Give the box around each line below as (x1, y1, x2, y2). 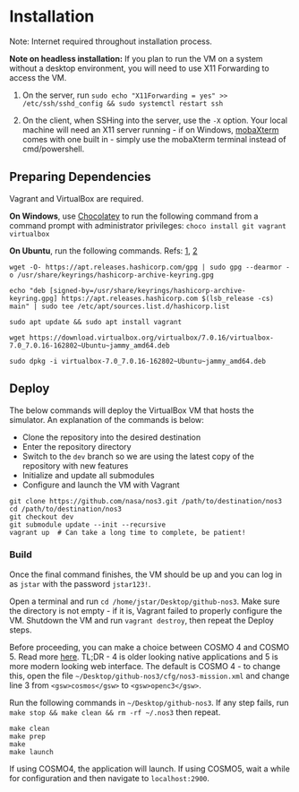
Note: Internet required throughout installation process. (9, 36, 213, 47)
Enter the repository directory (21, 441, 132, 452)
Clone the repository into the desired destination (21, 432, 201, 443)
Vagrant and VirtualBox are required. (9, 193, 144, 203)
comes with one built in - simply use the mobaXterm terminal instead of (21, 133, 286, 144)
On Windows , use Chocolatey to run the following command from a (9, 211, 259, 221)
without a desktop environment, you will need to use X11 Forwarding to (9, 63, 270, 73)
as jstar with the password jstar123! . (9, 578, 151, 589)
